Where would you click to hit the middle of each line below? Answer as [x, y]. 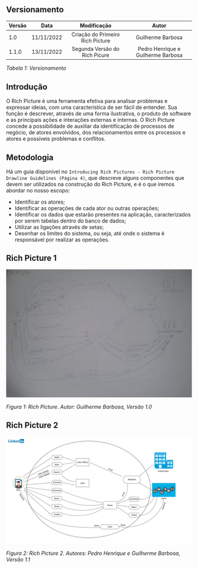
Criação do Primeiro [96, 34]
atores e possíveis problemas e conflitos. [56, 139]
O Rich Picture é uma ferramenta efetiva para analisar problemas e [87, 101]
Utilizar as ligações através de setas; [59, 227]
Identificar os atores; [40, 202]
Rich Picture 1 [32, 258]
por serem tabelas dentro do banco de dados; [70, 221]
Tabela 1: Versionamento [36, 68]
